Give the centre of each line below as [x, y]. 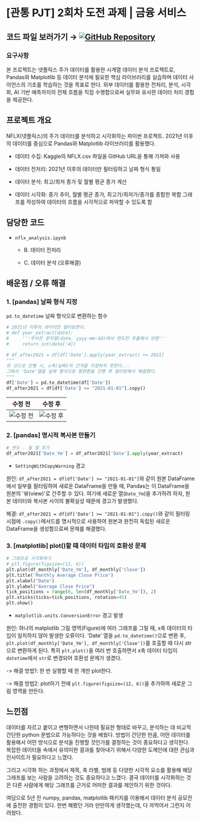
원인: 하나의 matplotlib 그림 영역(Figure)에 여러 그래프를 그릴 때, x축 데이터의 [96, 628]
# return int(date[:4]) [41, 344]
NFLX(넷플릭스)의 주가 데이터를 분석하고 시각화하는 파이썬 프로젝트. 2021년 [94, 136]
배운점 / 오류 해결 [36, 283]
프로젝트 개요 [29, 120]
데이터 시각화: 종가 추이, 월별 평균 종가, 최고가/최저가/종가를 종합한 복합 [98, 194]
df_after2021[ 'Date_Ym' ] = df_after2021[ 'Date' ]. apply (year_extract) [95, 453]
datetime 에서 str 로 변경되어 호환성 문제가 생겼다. [64, 658]
